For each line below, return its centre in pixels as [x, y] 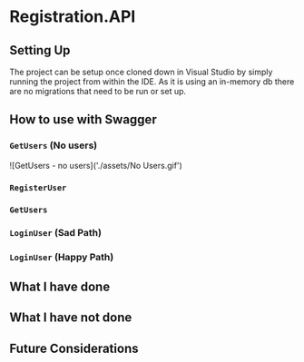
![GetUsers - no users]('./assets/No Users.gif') [96, 165]
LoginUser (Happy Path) [62, 258]
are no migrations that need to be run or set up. [98, 91]
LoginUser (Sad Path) [56, 233]
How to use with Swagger [83, 120]
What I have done [60, 286]
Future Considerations [74, 348]
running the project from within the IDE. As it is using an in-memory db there [152, 82]
